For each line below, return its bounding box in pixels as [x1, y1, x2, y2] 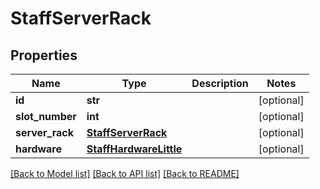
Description [191, 77, 249, 90]
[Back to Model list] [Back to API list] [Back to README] [10, 168, 240, 179]
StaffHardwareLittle [86, 142, 183, 156]
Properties [10, 47, 78, 64]
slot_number [15, 110, 77, 123]
